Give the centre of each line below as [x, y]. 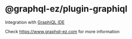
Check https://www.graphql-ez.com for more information [62, 31]
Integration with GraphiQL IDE [35, 22]
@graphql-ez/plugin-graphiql [66, 9]
